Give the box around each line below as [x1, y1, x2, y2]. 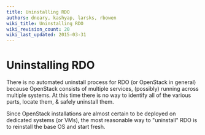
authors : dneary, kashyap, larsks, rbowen [6, 15, 117, 21]
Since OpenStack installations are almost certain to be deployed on [6, 110, 176, 117]
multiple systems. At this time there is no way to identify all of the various [6, 91, 191, 99]
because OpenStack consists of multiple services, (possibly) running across [6, 85, 199, 93]
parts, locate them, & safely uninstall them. [6, 98, 114, 106]
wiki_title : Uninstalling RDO [6, 20, 84, 26]
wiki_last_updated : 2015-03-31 [6, 32, 87, 38]
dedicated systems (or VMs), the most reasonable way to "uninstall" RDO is [6, 117, 198, 124]
